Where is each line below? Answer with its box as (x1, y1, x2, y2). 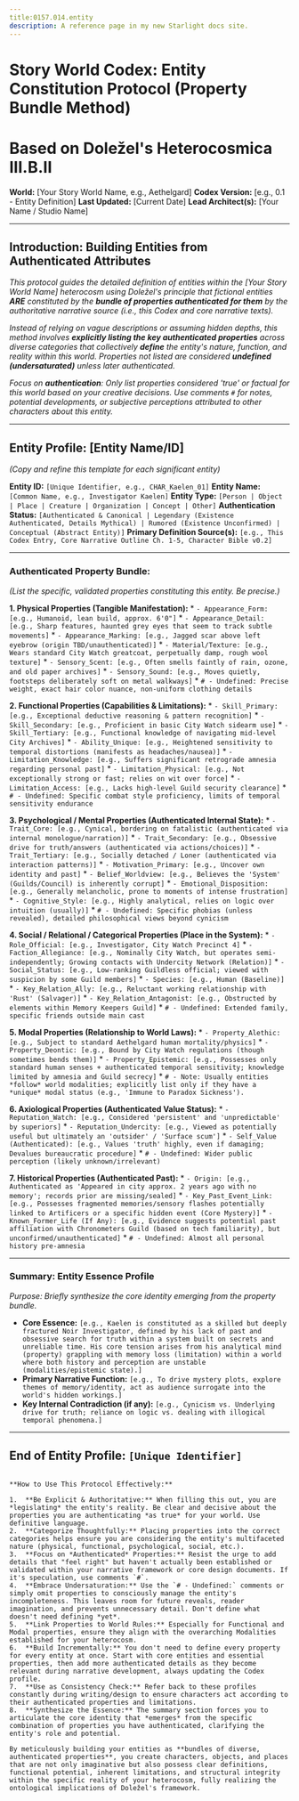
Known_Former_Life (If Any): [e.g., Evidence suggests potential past (9, 1216, 277, 1225)
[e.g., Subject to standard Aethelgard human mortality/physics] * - (9, 1036, 269, 1047)
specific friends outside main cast (9, 1011, 145, 1020)
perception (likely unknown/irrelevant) (9, 1156, 162, 1166)
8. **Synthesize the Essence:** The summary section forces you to (9, 1706, 269, 1715)
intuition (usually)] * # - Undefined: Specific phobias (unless (9, 905, 254, 915)
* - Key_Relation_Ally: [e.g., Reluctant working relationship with (9, 983, 267, 994)
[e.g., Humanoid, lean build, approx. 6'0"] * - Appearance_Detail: (9, 612, 265, 623)
